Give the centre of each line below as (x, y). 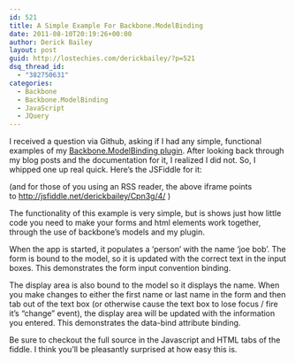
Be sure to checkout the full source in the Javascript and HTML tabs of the (145, 340)
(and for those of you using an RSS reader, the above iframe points (131, 187)
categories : (31, 83)
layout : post (33, 50)
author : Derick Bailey (51, 42)
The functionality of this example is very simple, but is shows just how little (145, 213)
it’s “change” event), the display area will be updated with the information (142, 313)
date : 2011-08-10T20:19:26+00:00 (71, 34)
